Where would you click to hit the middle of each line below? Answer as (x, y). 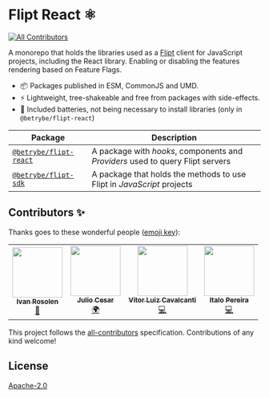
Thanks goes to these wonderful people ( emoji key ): (94, 232)
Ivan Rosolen (37, 302)
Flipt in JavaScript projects (142, 184)
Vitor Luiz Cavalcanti (163, 300)
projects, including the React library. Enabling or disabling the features (124, 61)
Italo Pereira (229, 300)
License (28, 366)
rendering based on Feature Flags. (65, 69)
